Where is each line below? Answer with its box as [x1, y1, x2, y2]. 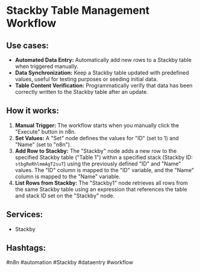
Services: [6, 209, 43, 220]
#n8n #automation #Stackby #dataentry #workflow [6, 259, 134, 266]
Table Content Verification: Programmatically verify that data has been [14, 82, 193, 89]
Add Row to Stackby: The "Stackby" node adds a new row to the [14, 147, 177, 154]
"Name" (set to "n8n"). [14, 141, 72, 148]
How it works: [6, 106, 59, 116]
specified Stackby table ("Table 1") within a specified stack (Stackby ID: [14, 153, 193, 161]
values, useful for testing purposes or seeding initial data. [14, 76, 158, 82]
